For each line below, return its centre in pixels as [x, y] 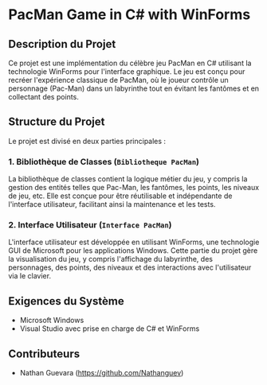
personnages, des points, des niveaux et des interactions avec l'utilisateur [130, 267]
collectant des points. [44, 97]
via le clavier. [30, 276]
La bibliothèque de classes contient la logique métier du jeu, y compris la [128, 179]
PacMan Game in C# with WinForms [130, 15]
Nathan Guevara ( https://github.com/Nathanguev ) [102, 373]
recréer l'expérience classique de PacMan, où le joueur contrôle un [118, 80]
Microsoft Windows [52, 321]
